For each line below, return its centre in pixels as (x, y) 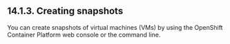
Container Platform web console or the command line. (84, 35)
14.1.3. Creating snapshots (65, 11)
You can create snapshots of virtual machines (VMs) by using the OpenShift (115, 27)
